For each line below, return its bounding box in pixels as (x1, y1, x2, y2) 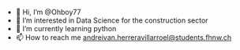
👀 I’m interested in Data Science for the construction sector (15, 16, 208, 25)
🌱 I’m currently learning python (15, 24, 117, 33)
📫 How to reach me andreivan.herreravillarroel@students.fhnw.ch (15, 33, 232, 42)
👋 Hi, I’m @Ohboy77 (15, 8, 81, 16)
